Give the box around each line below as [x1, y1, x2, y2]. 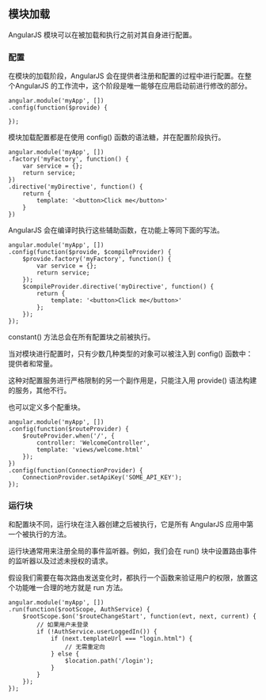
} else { [50, 650, 80, 658]
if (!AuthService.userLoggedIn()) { [36, 628, 158, 636]
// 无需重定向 [64, 643, 105, 651]
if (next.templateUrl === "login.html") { [50, 635, 193, 643]
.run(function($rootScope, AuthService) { [8, 606, 150, 614]
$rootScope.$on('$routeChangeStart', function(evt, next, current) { [22, 612, 257, 621]
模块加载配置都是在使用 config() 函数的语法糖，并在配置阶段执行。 [8, 133, 226, 142]
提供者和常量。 [8, 359, 57, 369]
